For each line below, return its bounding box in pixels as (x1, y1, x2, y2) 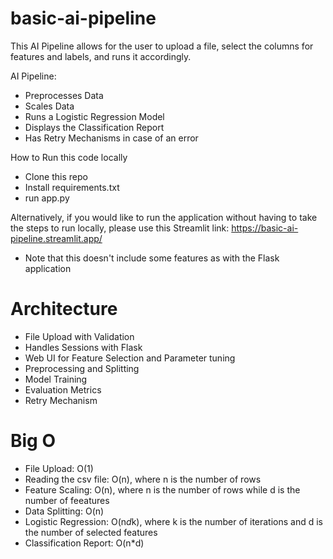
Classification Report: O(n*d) (24, 537, 145, 549)
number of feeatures (24, 494, 110, 506)
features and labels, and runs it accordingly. (10, 50, 192, 62)
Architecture (10, 298, 118, 321)
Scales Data (24, 100, 75, 112)
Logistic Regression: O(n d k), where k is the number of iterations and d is (24, 515, 324, 527)
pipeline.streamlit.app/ (10, 232, 103, 244)
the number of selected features (24, 526, 158, 538)
